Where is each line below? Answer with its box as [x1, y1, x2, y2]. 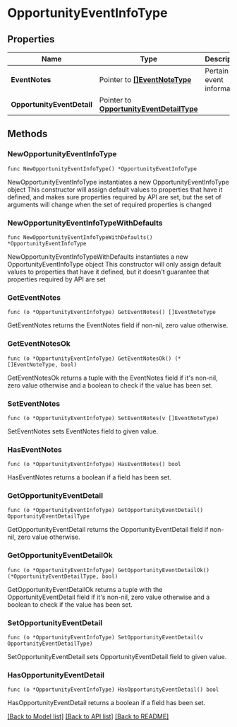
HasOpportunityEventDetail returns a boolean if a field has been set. [7, 699, 206, 707]
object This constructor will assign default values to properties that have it [7, 185, 223, 194]
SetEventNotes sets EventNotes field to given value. [7, 426, 159, 436]
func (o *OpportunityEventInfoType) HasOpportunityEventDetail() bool [7, 686, 219, 694]
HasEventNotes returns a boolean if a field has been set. [7, 473, 171, 482]
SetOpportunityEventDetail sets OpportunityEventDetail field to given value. [7, 653, 227, 661]
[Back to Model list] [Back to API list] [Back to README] [7, 712, 169, 721]
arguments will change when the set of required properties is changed [7, 200, 212, 209]
